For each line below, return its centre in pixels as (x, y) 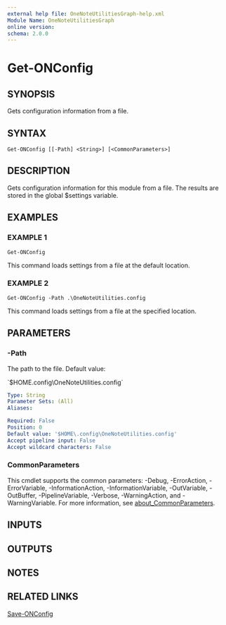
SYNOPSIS (31, 94)
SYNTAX (27, 133)
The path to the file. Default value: (56, 368)
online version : (31, 27)
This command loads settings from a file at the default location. (99, 265)
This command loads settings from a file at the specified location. (102, 311)
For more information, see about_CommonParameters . (137, 503)
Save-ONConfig (31, 614)
